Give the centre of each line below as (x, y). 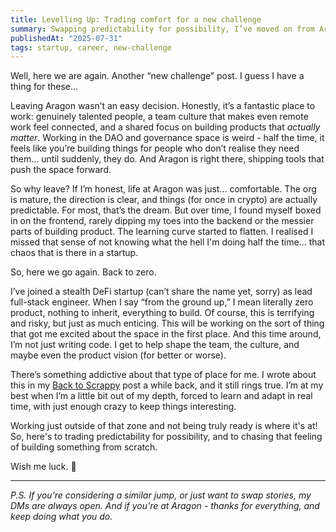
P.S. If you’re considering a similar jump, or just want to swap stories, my (161, 495)
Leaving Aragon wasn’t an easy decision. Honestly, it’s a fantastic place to (163, 106)
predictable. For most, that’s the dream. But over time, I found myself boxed (166, 210)
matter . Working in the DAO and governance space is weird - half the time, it (167, 138)
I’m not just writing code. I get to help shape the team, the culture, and (155, 345)
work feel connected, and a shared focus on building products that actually (165, 127)
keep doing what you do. (61, 517)
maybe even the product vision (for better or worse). (118, 355)
